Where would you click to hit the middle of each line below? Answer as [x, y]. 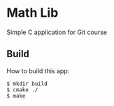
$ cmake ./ [22, 90]
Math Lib [33, 13]
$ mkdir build [27, 84]
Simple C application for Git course [57, 32]
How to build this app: [38, 70]
